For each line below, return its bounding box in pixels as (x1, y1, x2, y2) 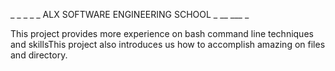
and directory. (10, 49, 68, 61)
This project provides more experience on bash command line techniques (10, 28, 314, 39)
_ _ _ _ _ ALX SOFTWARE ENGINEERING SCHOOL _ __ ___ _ (10, 9, 250, 20)
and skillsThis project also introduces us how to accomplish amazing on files (10, 39, 326, 50)
